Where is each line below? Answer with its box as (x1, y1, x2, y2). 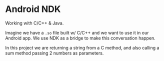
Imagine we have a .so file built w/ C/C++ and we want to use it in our (5, 29, 149, 35)
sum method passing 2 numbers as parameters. (5, 50, 104, 56)
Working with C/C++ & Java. (5, 20, 64, 26)
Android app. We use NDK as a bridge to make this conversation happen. (5, 35, 156, 41)
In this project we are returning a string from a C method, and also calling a (5, 44, 159, 50)
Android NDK (5, 3, 61, 15)
